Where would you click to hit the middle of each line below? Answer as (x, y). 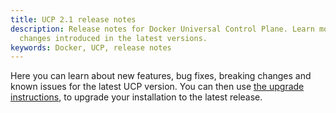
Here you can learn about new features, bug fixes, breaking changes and (161, 76)
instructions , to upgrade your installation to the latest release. (136, 97)
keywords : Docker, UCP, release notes (91, 47)
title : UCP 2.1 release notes (73, 19)
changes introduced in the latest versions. (113, 38)
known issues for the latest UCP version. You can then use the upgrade (157, 87)
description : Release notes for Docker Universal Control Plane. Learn (162, 29)
